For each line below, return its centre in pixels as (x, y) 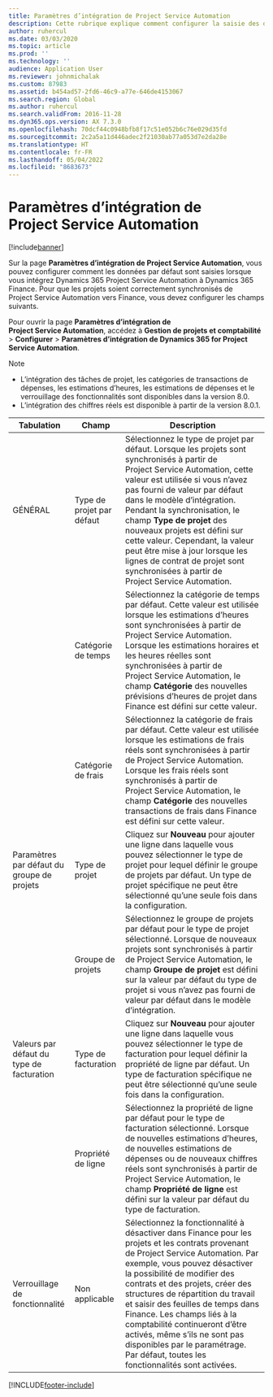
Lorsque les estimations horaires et (192, 646)
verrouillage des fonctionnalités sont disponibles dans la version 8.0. (135, 397)
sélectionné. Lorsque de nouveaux (191, 939)
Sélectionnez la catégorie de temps (192, 594)
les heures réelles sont (168, 655)
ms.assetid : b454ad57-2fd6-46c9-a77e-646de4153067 (96, 91)
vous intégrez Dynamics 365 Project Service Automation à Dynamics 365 (131, 281)
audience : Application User (56, 69)
